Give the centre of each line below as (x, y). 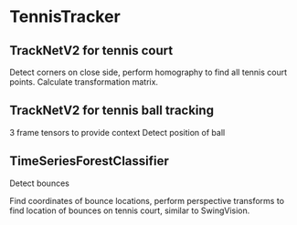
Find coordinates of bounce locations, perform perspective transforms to (147, 200)
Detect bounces (40, 183)
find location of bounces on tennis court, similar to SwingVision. (130, 210)
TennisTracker (65, 17)
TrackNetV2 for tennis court (91, 51)
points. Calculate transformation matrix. (84, 82)
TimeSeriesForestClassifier (89, 161)
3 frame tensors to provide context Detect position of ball (117, 132)
